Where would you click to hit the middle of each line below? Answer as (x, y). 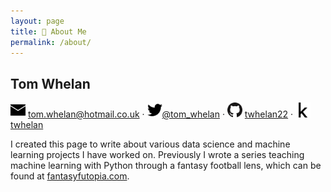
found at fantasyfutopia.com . (70, 176)
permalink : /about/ (51, 42)
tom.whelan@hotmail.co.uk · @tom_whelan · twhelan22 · (160, 114)
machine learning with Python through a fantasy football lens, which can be (166, 166)
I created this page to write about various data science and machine (150, 144)
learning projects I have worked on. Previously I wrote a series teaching (157, 155)
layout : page (37, 21)
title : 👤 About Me (48, 31)
